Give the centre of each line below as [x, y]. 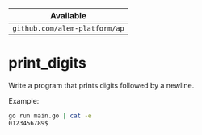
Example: [24, 100]
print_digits [48, 63]
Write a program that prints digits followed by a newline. [101, 85]
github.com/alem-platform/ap [68, 29]
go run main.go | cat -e [50, 116]
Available [68, 16]
